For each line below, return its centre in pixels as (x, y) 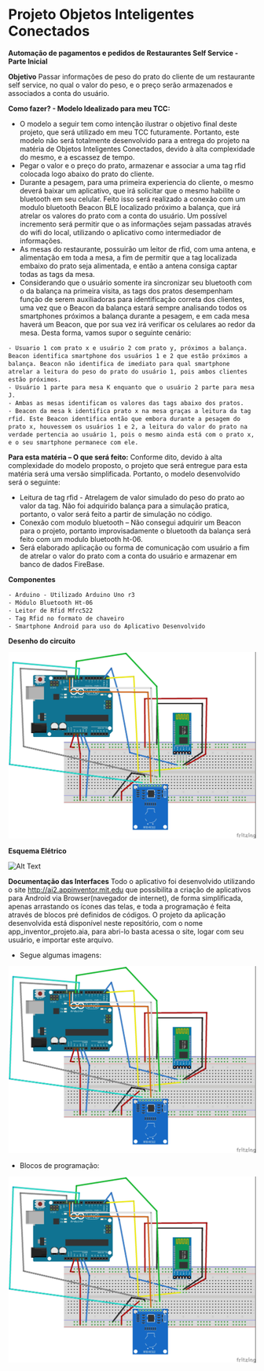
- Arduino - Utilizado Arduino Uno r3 (71, 595)
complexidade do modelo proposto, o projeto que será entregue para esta (128, 465)
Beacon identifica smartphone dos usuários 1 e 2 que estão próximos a (128, 356)
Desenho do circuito (42, 641)
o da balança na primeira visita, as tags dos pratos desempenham (126, 291)
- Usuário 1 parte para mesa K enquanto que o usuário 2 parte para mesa (132, 387)
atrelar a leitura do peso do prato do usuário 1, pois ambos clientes (128, 371)
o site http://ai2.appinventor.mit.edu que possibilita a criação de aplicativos (130, 890)
